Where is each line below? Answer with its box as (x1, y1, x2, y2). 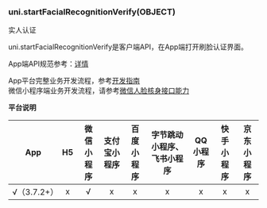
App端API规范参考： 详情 (8, 59, 89, 69)
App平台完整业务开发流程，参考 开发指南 (8, 76, 141, 86)
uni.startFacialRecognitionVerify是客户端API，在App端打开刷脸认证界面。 (8, 42, 249, 52)
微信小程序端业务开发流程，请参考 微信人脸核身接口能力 (8, 86, 189, 95)
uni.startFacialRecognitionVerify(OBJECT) (8, 6, 176, 17)
